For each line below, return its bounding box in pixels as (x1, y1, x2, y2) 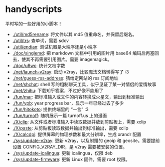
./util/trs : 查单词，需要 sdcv (12, 37, 69, 43)
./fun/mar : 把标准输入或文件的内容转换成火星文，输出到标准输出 (12, 93, 144, 99)
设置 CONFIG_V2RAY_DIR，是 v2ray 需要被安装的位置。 (12, 143, 128, 149)
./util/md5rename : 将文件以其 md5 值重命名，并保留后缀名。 (12, 31, 137, 37)
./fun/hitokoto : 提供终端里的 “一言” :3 (12, 106, 89, 112)
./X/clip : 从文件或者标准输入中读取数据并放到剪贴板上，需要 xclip (12, 118, 146, 124)
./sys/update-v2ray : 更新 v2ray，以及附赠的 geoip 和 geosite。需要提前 (12, 137, 160, 143)
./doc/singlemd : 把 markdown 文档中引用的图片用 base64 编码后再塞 (12, 50, 154, 56)
